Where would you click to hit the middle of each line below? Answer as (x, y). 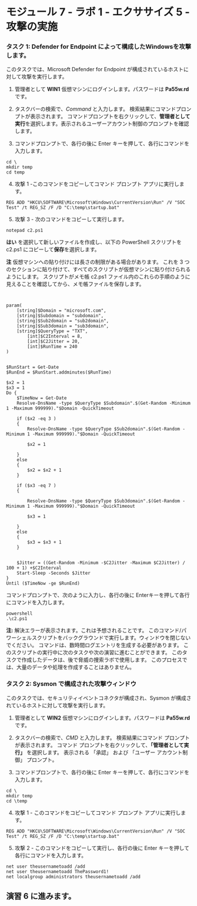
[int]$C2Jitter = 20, (54, 342)
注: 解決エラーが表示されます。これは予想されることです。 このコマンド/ (94, 631)
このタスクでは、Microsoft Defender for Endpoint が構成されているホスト (95, 69)
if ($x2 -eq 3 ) (37, 419)
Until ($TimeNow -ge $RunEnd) (43, 584)
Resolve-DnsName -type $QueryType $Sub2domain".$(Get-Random (104, 429)
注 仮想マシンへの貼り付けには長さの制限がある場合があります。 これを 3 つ (98, 262)
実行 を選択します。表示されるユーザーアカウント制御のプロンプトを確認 (102, 124)
